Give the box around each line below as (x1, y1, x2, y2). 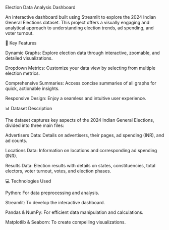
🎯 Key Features (5, 40, 37, 46)
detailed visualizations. (5, 55, 53, 61)
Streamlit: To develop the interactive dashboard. (5, 200, 105, 205)
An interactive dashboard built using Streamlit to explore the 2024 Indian (5, 14, 156, 20)
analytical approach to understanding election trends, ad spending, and (5, 25, 154, 31)
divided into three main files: (5, 122, 65, 128)
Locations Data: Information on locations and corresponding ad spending (5, 148, 157, 153)
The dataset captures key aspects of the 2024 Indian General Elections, (5, 117, 154, 123)
